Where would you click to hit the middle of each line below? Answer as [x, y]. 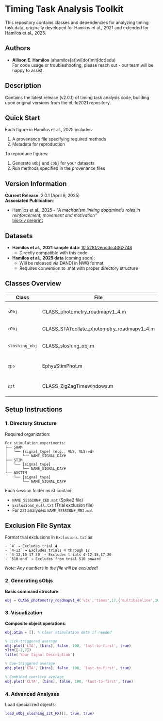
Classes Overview [33, 284]
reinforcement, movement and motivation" [54, 215]
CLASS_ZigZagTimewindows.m [78, 386]
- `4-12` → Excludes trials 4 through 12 [48, 551]
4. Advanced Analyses [32, 694]
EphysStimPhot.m [62, 366]
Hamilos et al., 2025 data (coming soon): [54, 258]
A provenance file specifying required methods [59, 139]
